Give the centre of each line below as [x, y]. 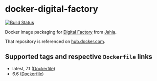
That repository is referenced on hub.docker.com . [55, 41]
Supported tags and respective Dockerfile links [79, 57]
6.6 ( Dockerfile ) [28, 74]
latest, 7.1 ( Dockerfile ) [34, 68]
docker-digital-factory [52, 9]
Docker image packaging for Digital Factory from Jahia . [61, 32]
